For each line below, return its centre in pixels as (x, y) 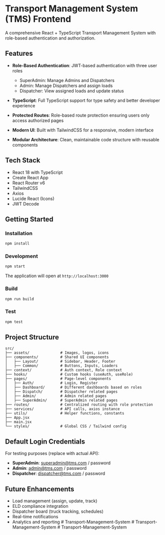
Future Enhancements (40, 489)
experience (24, 105)
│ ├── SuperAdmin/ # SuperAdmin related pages (62, 401)
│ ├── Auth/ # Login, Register (51, 383)
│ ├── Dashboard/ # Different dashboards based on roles (73, 388)
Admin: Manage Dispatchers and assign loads (66, 85)
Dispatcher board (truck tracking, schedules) (58, 511)
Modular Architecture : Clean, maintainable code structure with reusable (86, 139)
